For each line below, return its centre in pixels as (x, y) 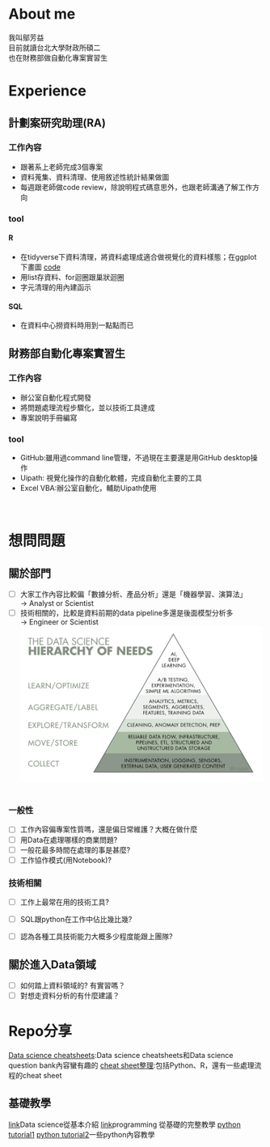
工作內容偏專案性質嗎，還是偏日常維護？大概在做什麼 (109, 829)
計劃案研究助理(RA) (57, 123)
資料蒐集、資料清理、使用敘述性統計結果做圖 (95, 177)
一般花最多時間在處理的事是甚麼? (75, 849)
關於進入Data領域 (53, 965)
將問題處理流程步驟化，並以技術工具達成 (87, 407)
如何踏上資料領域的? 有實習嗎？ (72, 986)
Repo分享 (40, 1031)
